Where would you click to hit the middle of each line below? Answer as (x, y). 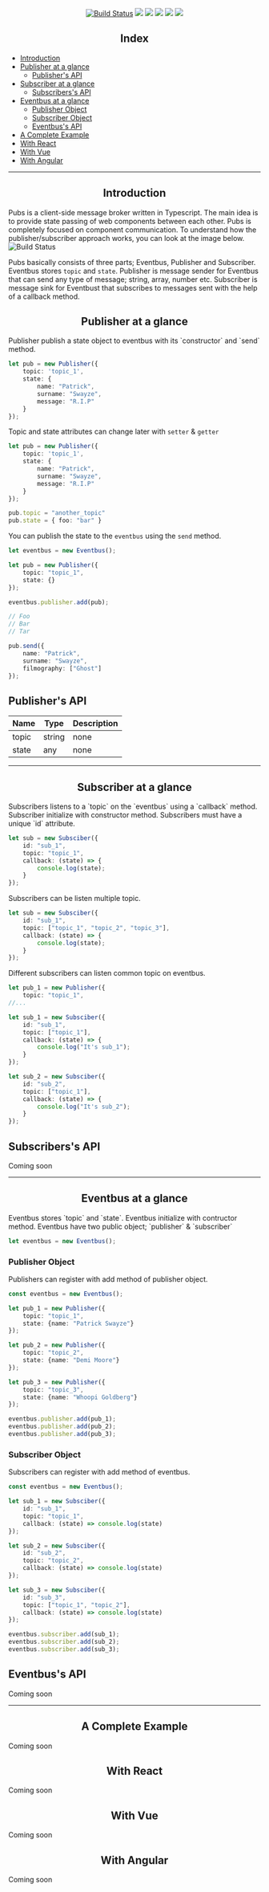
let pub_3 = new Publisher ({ (57, 1382)
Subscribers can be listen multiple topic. (75, 899)
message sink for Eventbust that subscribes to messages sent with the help (133, 287)
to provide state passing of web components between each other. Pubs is (130, 221)
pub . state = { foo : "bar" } (55, 521)
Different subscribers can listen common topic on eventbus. (107, 973)
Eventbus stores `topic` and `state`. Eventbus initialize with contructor (123, 1217)
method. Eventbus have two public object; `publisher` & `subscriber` (120, 1226)
